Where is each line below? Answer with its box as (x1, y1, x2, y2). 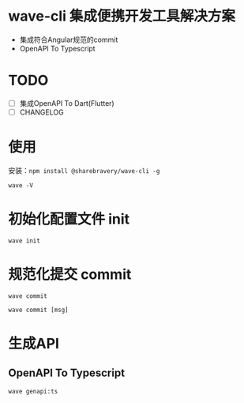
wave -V (8, 181, 34, 190)
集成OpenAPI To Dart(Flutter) (19, 98, 114, 107)
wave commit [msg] (8, 306, 69, 314)
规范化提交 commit (8, 266, 132, 284)
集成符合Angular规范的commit (19, 35, 118, 44)
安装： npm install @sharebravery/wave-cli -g (8, 165, 160, 175)
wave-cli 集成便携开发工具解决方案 (8, 7, 235, 25)
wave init (8, 236, 41, 245)
